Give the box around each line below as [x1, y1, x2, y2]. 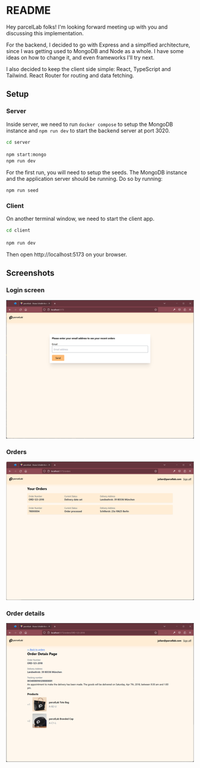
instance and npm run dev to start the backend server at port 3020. [6, 127, 170, 134]
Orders [6, 448, 27, 456]
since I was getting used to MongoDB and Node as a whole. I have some [6, 47, 184, 54]
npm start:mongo [6, 152, 46, 158]
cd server [6, 139, 31, 145]
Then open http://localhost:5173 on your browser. [6, 251, 127, 258]
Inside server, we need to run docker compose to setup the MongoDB [6, 121, 173, 128]
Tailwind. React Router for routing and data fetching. [6, 72, 135, 79]
